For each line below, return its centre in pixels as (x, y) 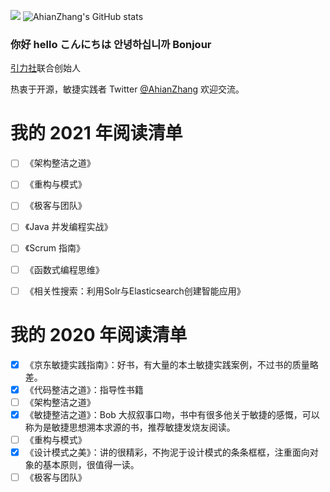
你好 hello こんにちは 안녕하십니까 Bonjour (111, 44)
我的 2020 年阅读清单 (99, 334)
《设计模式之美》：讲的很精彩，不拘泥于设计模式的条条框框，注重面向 (167, 452)
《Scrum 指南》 (54, 248)
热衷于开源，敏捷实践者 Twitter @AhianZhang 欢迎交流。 (127, 89)
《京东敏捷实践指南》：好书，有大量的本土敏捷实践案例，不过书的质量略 (171, 364)
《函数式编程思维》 (64, 269)
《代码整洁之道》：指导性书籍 (84, 389)
